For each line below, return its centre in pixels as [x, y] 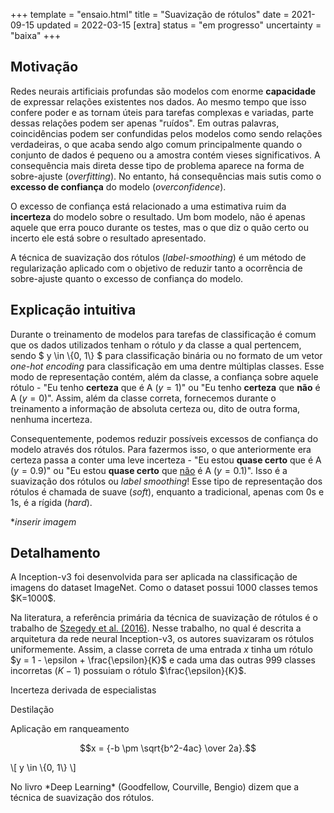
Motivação [44, 67]
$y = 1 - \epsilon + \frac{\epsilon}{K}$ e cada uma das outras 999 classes [163, 660]
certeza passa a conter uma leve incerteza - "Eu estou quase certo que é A [166, 460]
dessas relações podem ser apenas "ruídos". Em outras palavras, [145, 123]
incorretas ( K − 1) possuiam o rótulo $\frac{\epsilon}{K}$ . [128, 671]
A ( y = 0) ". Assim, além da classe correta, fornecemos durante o [143, 398]
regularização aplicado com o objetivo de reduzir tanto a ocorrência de [156, 268]
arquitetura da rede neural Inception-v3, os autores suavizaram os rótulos [162, 639]
